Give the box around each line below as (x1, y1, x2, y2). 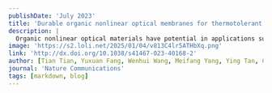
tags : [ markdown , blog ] (8, 72, 89, 80)
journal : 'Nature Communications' (8, 65, 125, 73)
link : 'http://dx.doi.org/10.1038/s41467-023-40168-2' (8, 49, 198, 57)
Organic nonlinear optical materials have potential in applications (15, 34, 255, 43)
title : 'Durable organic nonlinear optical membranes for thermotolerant (8, 19, 263, 27)
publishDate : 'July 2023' (8, 11, 96, 20)
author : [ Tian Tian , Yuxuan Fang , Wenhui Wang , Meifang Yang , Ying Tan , (8, 57, 259, 66)
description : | (8, 27, 60, 35)
